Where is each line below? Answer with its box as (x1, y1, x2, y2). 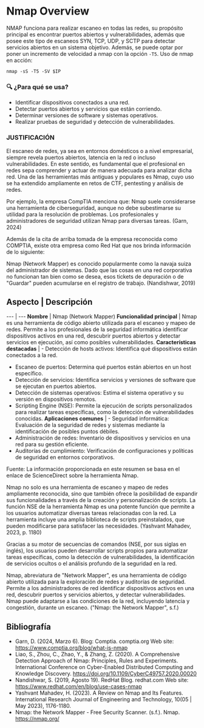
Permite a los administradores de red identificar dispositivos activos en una (6, 585, 194, 592)
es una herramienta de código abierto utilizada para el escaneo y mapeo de (6, 319, 195, 327)
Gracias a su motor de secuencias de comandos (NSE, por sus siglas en (6, 540, 187, 548)
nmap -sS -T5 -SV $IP (6, 68, 61, 74)
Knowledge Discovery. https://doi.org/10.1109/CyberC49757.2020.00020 (15, 670, 197, 678)
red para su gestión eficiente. (15, 441, 89, 448)
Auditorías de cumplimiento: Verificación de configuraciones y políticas (15, 447, 194, 455)
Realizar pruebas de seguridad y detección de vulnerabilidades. (15, 118, 175, 126)
